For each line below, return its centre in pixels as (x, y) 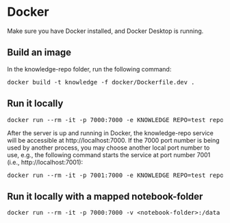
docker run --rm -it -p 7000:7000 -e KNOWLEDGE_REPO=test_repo (115, 120)
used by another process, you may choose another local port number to (108, 148)
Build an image (39, 52)
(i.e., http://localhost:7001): (45, 162)
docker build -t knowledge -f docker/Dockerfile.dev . (101, 82)
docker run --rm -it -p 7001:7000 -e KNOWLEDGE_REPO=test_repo (115, 175)
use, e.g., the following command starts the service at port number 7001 (109, 154)
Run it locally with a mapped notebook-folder (105, 196)
